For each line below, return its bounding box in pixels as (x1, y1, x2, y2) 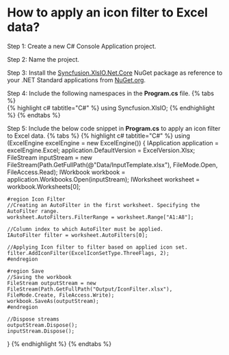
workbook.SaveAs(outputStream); (7, 297, 99, 304)
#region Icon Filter (7, 195, 66, 203)
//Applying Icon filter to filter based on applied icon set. (7, 243, 188, 251)
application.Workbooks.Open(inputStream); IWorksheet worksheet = (7, 175, 200, 183)
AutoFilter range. (7, 208, 59, 215)
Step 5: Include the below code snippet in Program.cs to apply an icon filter (7, 124, 221, 132)
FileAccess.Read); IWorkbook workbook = (7, 168, 126, 176)
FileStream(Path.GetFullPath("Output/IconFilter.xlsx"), (7, 286, 173, 293)
